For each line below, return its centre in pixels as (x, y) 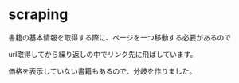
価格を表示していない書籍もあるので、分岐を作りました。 (102, 71)
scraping (38, 15)
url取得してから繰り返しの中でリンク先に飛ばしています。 (103, 54)
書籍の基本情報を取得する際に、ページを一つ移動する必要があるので (120, 37)
